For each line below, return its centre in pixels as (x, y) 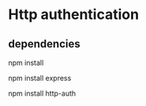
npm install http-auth (42, 93)
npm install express (40, 78)
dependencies (44, 44)
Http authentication (74, 15)
